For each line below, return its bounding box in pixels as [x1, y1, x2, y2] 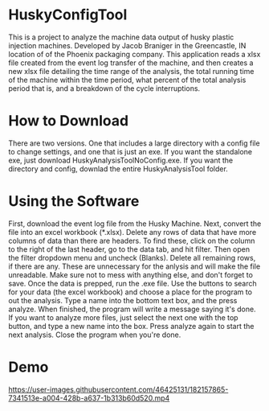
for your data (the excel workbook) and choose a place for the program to [8, 287, 253, 297]
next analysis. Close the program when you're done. [8, 330, 181, 339]
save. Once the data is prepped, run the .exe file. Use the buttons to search [8, 278, 257, 288]
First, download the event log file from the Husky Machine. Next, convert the [8, 219, 262, 228]
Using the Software [8, 192, 140, 211]
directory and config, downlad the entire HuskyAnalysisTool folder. [8, 163, 229, 174]
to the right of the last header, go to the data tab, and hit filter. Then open [8, 244, 251, 254]
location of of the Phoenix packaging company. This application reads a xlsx [8, 49, 261, 59]
